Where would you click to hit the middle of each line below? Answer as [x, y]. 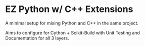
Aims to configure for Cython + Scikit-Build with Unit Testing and [73, 32]
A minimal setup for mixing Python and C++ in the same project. [72, 23]
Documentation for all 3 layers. [37, 38]
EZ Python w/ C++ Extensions [69, 9]
